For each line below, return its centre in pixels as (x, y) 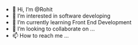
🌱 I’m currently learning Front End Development (72, 22)
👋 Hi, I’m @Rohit (32, 9)
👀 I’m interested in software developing (61, 16)
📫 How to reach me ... (40, 36)
